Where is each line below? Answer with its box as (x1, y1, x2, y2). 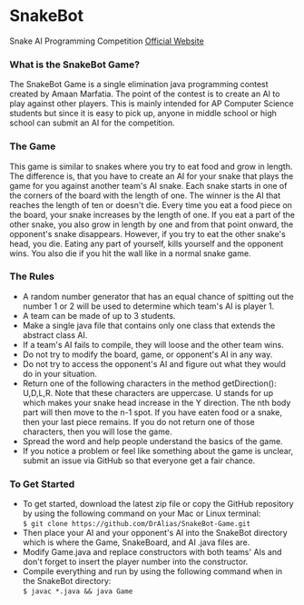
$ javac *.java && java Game (22, 587, 133, 596)
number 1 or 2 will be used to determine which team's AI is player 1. (22, 301, 275, 312)
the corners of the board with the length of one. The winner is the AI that (9, 190, 281, 201)
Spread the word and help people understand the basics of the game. (22, 435, 283, 446)
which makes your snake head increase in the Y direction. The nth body (22, 397, 291, 408)
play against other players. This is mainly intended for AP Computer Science (9, 98, 294, 109)
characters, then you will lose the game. (22, 426, 172, 437)
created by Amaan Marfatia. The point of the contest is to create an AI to (9, 88, 280, 100)
